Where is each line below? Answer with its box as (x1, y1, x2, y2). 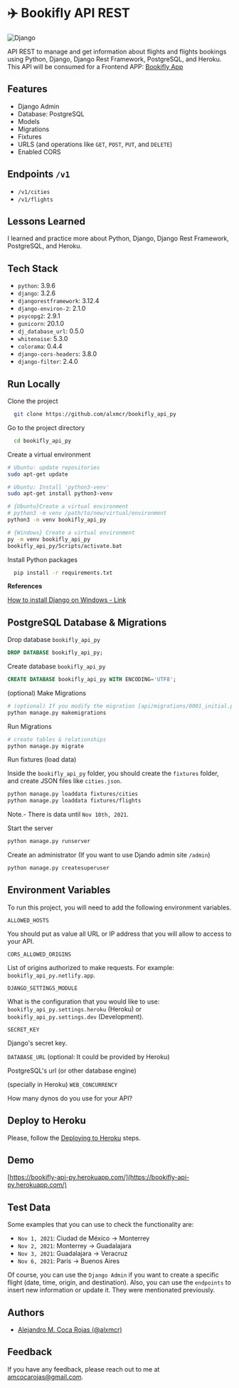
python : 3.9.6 (17, 282, 55, 290)
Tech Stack (7, 262, 58, 275)
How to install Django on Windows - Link (7, 596, 127, 604)
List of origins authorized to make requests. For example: (7, 963, 174, 971)
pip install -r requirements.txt (14, 569, 113, 576)
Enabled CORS (17, 147, 61, 156)
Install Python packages (7, 555, 78, 563)
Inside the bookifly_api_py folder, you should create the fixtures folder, (7, 769, 219, 777)
